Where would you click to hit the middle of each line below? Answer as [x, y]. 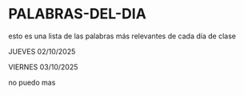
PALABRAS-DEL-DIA [77, 14]
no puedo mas [32, 82]
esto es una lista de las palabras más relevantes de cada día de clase [122, 36]
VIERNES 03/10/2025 [43, 67]
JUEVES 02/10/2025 [42, 51]
